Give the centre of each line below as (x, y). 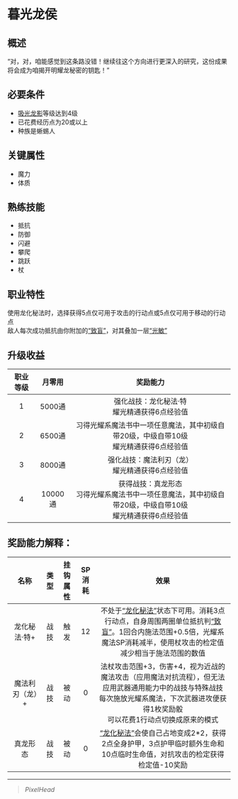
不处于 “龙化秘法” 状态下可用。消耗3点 (163, 610)
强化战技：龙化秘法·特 (151, 402)
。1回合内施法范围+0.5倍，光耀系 (168, 632)
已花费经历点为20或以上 (53, 122)
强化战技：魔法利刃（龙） (150, 460)
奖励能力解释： (40, 543)
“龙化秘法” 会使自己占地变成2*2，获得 (163, 733)
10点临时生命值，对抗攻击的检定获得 (163, 754)
